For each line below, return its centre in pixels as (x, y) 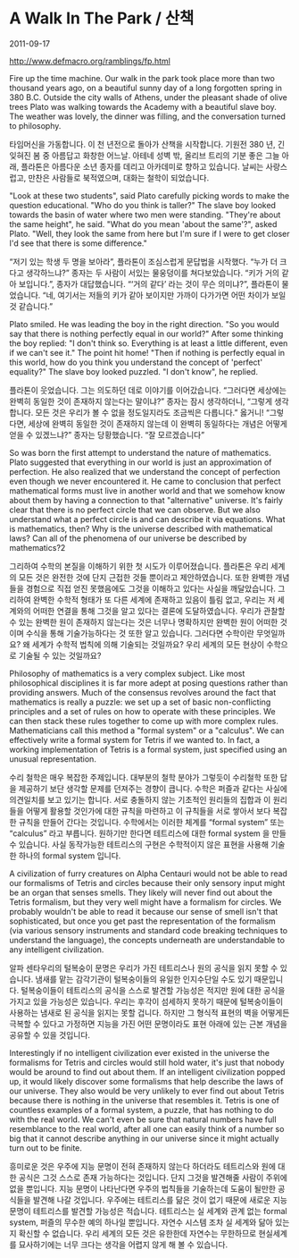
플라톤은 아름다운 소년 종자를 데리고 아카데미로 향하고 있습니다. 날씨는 (142, 166)
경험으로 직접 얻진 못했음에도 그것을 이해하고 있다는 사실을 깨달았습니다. (151, 588)
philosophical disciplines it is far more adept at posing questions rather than (149, 683)
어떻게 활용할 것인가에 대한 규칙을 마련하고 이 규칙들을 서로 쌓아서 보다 (148, 811)
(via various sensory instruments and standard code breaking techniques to (149, 930)
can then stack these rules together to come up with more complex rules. (144, 721)
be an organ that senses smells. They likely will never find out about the (141, 892)
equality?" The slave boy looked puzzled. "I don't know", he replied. (134, 371)
